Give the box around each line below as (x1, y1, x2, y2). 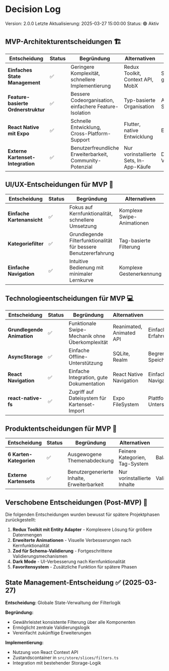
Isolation (70, 109, 91, 116)
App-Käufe (124, 163, 151, 170)
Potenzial (70, 163, 93, 170)
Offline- (68, 353, 88, 360)
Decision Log (5, 4, 61, 15)
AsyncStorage (8, 353, 43, 360)
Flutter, (124, 121, 141, 128)
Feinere (118, 448, 137, 455)
